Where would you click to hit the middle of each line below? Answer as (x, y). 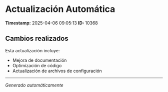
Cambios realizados (37, 39)
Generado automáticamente (34, 85)
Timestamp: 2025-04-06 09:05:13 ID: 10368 (52, 23)
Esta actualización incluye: (32, 50)
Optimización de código (37, 65)
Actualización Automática (60, 9)
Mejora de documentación (39, 60)
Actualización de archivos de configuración (57, 71)
